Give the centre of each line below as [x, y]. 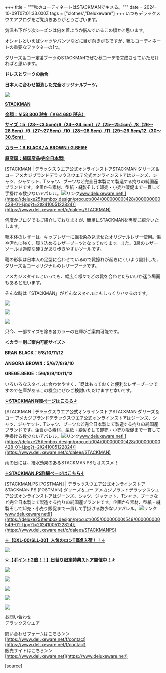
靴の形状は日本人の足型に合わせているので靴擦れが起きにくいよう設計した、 [83, 260]
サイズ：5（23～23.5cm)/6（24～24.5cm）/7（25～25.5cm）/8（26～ [79, 125]
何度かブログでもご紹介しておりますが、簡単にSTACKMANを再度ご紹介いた [82, 220]
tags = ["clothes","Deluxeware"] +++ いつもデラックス [105, 13]
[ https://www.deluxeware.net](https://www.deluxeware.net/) [67, 656]
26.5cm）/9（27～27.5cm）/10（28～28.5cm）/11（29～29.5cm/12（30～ [83, 131]
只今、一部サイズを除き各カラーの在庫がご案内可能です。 [63, 332]
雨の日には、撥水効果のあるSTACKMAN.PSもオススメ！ [62, 462]
